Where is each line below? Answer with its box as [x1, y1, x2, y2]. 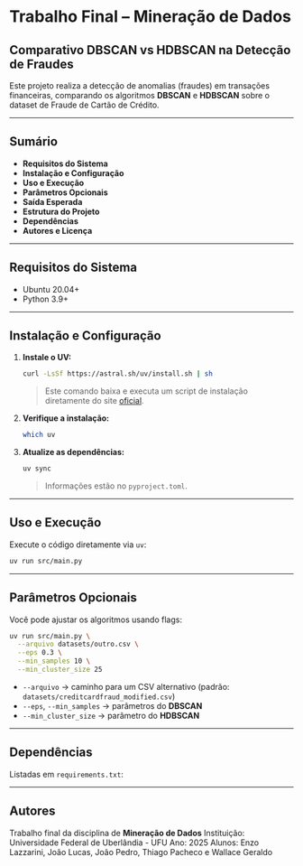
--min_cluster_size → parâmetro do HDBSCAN [22, 710, 200, 721]
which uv [22, 431, 56, 440]
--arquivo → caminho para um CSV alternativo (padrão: [22, 681, 230, 692]
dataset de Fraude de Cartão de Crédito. [9, 99, 160, 110]
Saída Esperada [22, 196, 83, 207]
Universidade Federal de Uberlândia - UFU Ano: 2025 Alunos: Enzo [9, 837, 260, 848]
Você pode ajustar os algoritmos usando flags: [9, 614, 183, 625]
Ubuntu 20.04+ [22, 284, 79, 294]
